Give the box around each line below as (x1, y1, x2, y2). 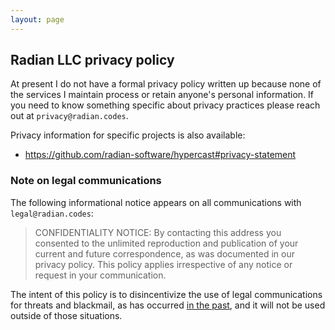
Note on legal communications (10, 174, 162, 188)
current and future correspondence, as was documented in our (34, 247, 295, 260)
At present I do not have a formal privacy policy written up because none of (10, 78, 322, 90)
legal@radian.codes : (10, 207, 94, 219)
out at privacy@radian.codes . (10, 110, 129, 122)
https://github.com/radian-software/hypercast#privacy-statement (24, 149, 297, 161)
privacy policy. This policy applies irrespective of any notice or (34, 258, 293, 270)
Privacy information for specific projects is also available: (10, 129, 246, 141)
